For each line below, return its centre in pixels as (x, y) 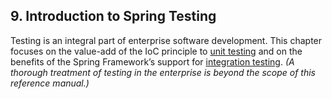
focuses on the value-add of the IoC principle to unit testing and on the (156, 51)
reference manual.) (50, 83)
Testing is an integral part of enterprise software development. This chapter (166, 40)
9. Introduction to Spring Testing (113, 16)
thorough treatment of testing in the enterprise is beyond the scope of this (163, 72)
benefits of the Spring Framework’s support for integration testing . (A (152, 61)
